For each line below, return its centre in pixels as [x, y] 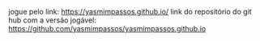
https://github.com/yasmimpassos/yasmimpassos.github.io [107, 29]
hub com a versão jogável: [53, 20]
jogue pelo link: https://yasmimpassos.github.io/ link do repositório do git [130, 12]
